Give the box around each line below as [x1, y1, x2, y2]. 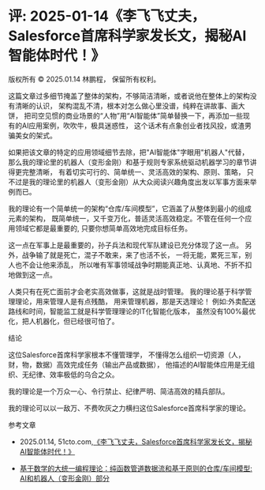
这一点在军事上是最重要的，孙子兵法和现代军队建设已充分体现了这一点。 [8, 240, 243, 250]
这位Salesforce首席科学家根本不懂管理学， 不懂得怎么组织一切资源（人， [8, 349, 246, 360]
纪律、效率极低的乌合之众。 [28, 369, 119, 379]
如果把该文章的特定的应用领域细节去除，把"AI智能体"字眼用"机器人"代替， [8, 147, 249, 156]
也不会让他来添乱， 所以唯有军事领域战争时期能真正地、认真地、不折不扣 [14, 260, 252, 269]
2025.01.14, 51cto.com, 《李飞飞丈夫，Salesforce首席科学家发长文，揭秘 [19, 436, 252, 447]
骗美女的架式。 [8, 130, 57, 140]
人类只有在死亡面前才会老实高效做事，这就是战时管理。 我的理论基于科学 [8, 286, 245, 296]
